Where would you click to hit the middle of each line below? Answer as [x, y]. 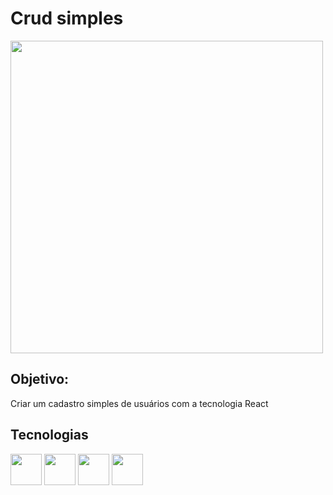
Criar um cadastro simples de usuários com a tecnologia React [139, 403]
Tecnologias [49, 435]
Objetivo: [40, 379]
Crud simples [67, 18]
